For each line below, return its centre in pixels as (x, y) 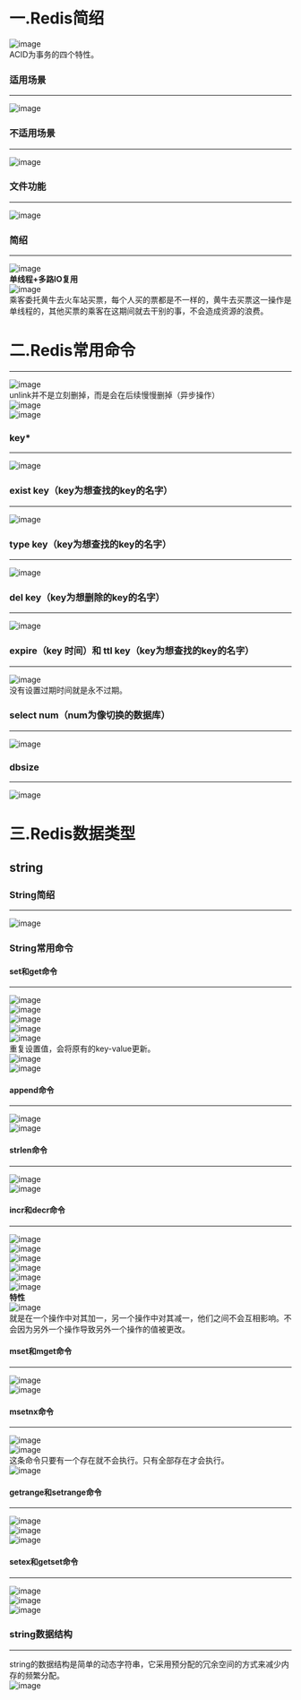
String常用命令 (41, 948)
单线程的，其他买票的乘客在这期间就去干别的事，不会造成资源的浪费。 (139, 311)
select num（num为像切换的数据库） (90, 715)
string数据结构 (41, 1635)
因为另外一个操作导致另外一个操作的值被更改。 (103, 1329)
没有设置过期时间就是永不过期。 (68, 690)
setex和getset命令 (44, 1561)
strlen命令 (28, 1150)
